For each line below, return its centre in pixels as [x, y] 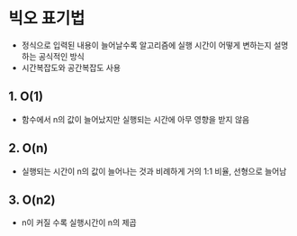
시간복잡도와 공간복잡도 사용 [71, 68]
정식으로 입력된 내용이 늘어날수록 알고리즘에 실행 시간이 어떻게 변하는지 [146, 45]
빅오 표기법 [47, 18]
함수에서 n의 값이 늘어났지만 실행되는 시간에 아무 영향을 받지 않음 [135, 119]
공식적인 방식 [61, 56]
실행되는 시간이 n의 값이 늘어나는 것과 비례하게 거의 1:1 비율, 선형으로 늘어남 [154, 171]
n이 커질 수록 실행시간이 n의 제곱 [79, 222]
